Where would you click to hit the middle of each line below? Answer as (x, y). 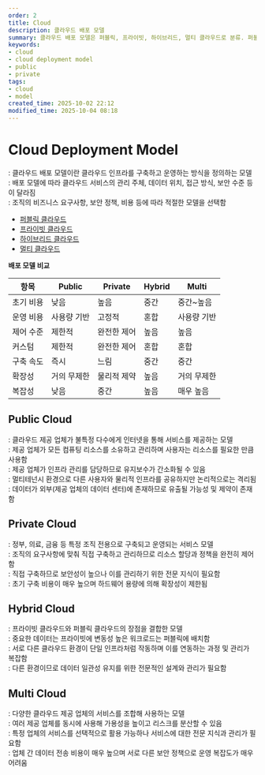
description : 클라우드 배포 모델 (56, 30)
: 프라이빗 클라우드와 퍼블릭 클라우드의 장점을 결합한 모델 (95, 629)
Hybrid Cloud (41, 608)
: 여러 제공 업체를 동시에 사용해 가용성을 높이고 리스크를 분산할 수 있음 (115, 724)
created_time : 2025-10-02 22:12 (61, 103)
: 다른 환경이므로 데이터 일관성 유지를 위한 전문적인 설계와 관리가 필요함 (118, 668)
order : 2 (22, 15)
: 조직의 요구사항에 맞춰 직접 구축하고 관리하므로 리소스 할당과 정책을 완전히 (124, 554)
